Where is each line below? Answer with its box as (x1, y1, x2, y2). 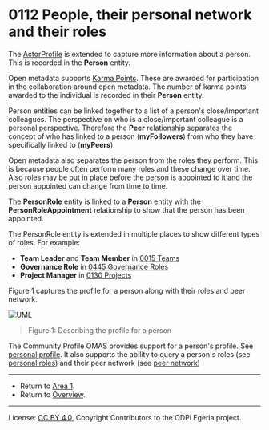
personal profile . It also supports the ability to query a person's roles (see (8, 349, 251, 359)
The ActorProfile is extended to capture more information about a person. (8, 49, 251, 59)
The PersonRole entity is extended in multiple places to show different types (8, 229, 260, 238)
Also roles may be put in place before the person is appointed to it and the (8, 172, 253, 182)
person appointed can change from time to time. (8, 181, 168, 190)
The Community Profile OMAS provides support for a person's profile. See (8, 341, 254, 351)
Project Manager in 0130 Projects (19, 270, 132, 280)
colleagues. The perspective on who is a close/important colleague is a (8, 114, 243, 124)
